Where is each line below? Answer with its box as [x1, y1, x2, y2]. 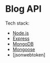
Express [12, 35, 30, 41]
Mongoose [12, 46, 35, 52]
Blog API [5, 3, 42, 15]
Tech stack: [5, 20, 29, 26]
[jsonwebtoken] [12, 52, 45, 58]
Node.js [12, 30, 29, 36]
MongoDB [12, 40, 34, 47]
